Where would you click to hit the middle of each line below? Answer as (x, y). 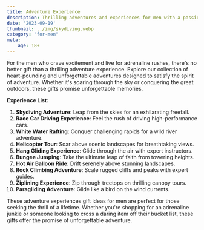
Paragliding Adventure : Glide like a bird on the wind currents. (93, 189)
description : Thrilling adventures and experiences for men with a (94, 18)
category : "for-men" (33, 34)
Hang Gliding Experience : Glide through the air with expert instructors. (104, 150)
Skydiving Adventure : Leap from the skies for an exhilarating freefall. (103, 112)
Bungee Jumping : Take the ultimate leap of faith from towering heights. (105, 157)
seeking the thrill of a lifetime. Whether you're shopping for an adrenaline (98, 207)
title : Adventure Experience (44, 12)
